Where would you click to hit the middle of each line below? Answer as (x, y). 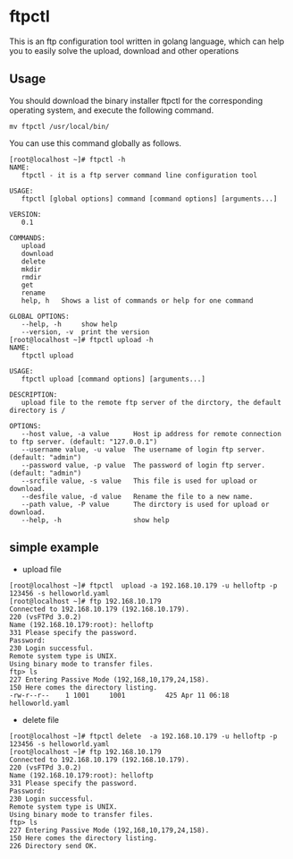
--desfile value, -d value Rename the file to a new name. (137, 496)
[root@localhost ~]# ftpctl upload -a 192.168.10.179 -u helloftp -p (143, 585)
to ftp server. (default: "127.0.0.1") (84, 442)
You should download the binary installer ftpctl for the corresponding (136, 100)
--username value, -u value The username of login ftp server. (143, 450)
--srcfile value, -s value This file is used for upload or (139, 481)
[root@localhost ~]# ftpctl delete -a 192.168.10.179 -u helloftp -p (143, 736)
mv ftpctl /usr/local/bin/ (59, 126)
